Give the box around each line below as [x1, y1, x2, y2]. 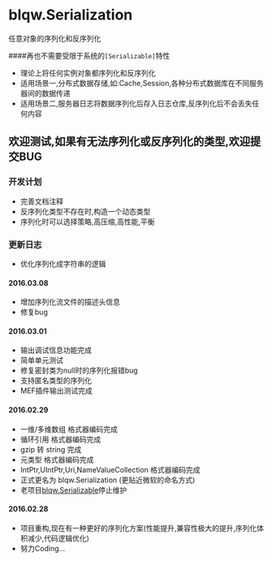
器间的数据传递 [19, 88, 71, 98]
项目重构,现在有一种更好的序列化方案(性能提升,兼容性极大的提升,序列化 [19, 523, 257, 533]
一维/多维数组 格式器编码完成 [19, 424, 118, 434]
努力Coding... [19, 543, 66, 553]
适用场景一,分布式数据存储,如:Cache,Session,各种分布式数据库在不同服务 [19, 78, 264, 88]
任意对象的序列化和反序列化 [8, 33, 101, 43]
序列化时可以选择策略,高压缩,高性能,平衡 [19, 217, 155, 227]
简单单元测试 [19, 356, 63, 365]
